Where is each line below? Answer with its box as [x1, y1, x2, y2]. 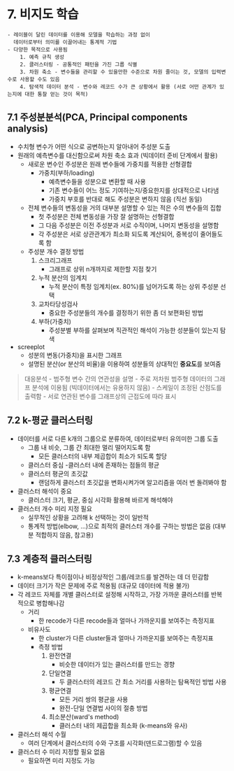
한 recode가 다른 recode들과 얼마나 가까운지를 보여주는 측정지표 [38, 616, 215, 625]
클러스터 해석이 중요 [17, 487, 72, 495]
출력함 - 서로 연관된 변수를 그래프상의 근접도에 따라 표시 [24, 392, 177, 400]
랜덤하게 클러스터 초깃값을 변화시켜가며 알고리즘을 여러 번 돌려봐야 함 [38, 478, 227, 486]
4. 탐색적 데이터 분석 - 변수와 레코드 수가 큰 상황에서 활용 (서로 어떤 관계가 [20, 83, 217, 90]
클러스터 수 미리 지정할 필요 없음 [17, 748, 105, 756]
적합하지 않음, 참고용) [35, 530, 94, 539]
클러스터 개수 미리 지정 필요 [17, 504, 93, 513]
